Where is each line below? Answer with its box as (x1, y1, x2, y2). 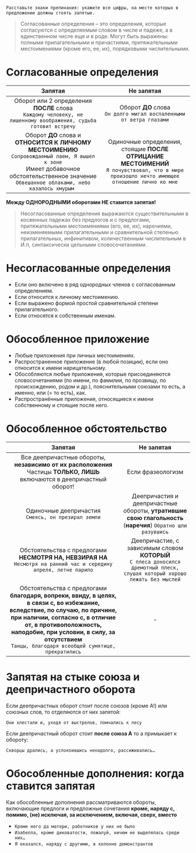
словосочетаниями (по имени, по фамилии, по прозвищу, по (14, 377, 166, 384)
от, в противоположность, (24, 620, 102, 628)
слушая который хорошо (123, 570, 187, 577)
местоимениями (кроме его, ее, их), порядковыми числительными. (20, 45, 190, 52)
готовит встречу (30, 123, 76, 129)
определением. (14, 287, 54, 294)
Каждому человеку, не (23, 111, 83, 118)
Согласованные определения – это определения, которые (20, 20, 166, 27)
